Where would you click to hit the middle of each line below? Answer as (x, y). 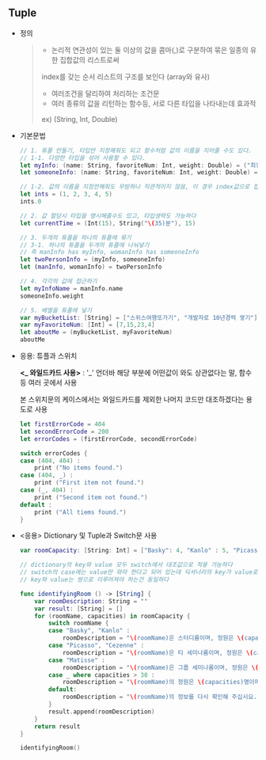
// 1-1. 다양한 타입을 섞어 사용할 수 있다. (83, 158)
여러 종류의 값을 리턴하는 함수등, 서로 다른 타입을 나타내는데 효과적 (154, 103)
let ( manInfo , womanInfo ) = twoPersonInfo (91, 267)
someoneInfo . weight (52, 296)
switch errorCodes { (53, 453)
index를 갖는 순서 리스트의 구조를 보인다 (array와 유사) (126, 76)
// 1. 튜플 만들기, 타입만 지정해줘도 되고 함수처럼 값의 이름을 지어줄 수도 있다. (135, 150)
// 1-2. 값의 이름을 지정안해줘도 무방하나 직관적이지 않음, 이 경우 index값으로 (135, 187)
